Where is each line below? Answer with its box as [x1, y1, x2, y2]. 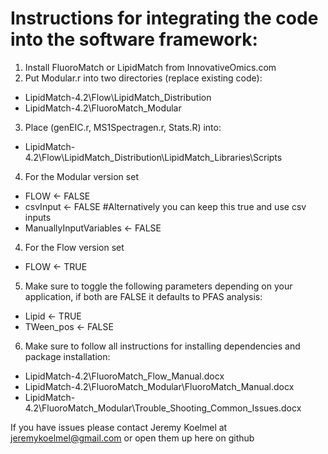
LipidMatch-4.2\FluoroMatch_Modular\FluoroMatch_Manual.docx [24, 380, 295, 392]
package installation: [24, 350, 111, 362]
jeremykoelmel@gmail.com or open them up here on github [10, 432, 255, 444]
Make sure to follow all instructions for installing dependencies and [24, 340, 301, 352]
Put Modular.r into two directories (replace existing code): [24, 72, 263, 84]
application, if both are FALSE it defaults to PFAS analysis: [24, 290, 263, 302]
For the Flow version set [24, 241, 125, 253]
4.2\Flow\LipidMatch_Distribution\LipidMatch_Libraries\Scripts [24, 151, 283, 163]
